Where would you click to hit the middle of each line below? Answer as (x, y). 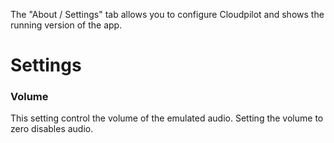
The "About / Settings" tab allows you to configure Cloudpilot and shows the (167, 14)
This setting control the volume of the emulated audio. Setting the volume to (167, 118)
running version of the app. (66, 25)
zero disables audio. (52, 129)
